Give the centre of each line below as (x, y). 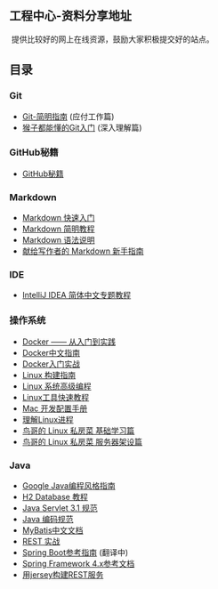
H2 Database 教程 (55, 496)
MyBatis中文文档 (52, 530)
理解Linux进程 (48, 419)
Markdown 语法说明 (58, 240)
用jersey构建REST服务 (63, 574)
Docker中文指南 (51, 352)
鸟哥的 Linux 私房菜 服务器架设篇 (82, 441)
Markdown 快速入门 (58, 218)
